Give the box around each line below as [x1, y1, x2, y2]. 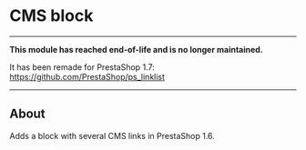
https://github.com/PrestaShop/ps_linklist [9, 71, 166, 82]
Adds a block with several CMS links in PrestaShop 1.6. [9, 130, 216, 141]
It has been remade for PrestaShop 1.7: [9, 61, 155, 73]
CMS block [9, 5, 94, 26]
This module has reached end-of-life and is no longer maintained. [9, 44, 264, 55]
